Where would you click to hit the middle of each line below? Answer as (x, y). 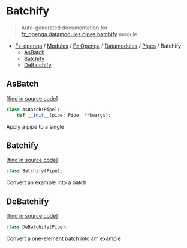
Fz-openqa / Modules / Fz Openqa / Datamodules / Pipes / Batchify (98, 46)
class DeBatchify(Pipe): (37, 227)
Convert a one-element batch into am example (64, 238)
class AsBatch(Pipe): (33, 110)
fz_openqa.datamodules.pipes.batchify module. (80, 34)
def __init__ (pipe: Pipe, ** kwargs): (64, 115)
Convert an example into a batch (46, 182)
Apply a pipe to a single (35, 126)
